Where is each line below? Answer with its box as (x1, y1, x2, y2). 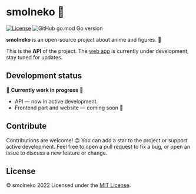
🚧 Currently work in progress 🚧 (6, 86, 84, 93)
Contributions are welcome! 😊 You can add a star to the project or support (6, 136, 187, 143)
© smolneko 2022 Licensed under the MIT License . (6, 182, 131, 189)
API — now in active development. (14, 98, 98, 105)
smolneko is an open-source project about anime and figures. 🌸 (6, 36, 162, 43)
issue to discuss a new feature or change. (6, 149, 108, 156)
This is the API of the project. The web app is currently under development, (6, 47, 190, 55)
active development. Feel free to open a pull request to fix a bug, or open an (6, 143, 191, 150)
